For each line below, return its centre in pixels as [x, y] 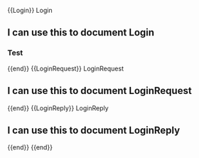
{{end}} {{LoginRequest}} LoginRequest [66, 68]
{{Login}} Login [30, 10]
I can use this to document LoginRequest [99, 91]
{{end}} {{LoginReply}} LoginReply [58, 108]
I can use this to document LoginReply [94, 130]
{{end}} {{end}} [30, 147]
